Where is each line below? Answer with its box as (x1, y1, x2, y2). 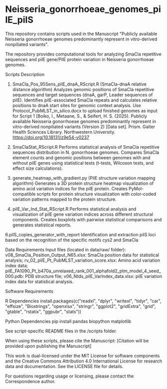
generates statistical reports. (12, 222, 72, 228)
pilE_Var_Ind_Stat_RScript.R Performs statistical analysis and (12, 206, 137, 212)
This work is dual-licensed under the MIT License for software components (5, 352, 160, 358)
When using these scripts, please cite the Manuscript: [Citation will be (5, 337, 149, 343)
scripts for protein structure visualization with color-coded (36, 191, 157, 197)
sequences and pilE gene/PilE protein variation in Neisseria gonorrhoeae (5, 56, 154, 62)
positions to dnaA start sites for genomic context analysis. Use (12, 102, 141, 108)
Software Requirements (5, 288, 54, 294)
